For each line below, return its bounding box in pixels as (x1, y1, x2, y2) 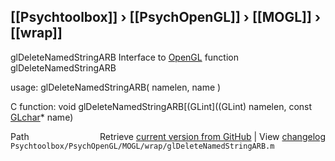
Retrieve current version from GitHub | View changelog (99, 130, 326, 142)
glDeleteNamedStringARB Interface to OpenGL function (10, 51, 240, 63)
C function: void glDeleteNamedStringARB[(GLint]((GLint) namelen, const (10, 100, 313, 112)
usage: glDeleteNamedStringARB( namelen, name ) (10, 81, 222, 93)
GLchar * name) (10, 111, 74, 123)
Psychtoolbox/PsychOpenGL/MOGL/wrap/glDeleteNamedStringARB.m (10, 141, 275, 151)
